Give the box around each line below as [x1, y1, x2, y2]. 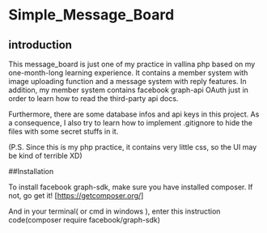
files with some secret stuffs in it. [8, 127, 119, 136]
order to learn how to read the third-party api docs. [8, 94, 179, 103]
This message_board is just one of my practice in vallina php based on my [8, 59, 256, 69]
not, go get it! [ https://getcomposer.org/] [8, 191, 144, 200]
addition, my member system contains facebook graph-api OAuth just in [8, 85, 249, 95]
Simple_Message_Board [8, 6, 175, 24]
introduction [8, 38, 73, 52]
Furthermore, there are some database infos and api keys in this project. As [8, 109, 260, 119]
